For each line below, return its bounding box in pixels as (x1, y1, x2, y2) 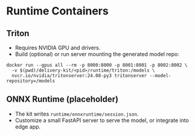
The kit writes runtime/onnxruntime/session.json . (14, 110, 139, 117)
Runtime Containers (6, 4, 109, 18)
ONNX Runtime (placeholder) (6, 94, 119, 105)
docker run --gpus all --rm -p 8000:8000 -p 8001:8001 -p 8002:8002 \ (6, 62, 188, 68)
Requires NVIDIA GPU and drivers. (14, 44, 101, 51)
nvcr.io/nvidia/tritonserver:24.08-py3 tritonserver (11, 73, 147, 79)
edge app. (14, 123, 41, 130)
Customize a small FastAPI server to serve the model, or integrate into (14, 116, 189, 124)
